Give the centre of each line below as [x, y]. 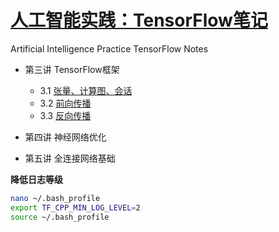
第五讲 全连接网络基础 [70, 158]
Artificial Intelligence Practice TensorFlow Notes [109, 48]
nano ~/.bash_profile [55, 198]
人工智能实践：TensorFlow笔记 [139, 20]
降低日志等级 [36, 179]
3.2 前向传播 [65, 103]
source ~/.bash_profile [60, 217]
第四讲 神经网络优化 [65, 137]
